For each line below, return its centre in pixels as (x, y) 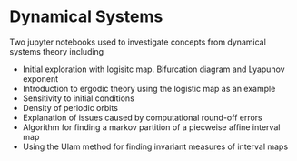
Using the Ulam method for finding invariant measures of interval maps (155, 146)
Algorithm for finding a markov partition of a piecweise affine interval (151, 127)
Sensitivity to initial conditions (78, 98)
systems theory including (57, 51)
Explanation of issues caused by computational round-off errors (143, 117)
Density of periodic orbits (70, 107)
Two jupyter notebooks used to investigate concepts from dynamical (138, 42)
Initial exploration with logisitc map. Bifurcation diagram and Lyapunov (153, 69)
